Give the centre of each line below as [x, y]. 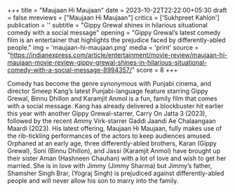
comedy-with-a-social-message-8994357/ [69, 70]
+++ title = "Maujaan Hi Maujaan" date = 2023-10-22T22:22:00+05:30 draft [117, 10]
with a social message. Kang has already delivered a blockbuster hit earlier [115, 106]
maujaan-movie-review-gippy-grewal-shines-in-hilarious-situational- [107, 62]
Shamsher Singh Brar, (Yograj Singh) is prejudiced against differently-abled [116, 173]
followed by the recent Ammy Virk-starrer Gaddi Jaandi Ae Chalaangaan [112, 121]
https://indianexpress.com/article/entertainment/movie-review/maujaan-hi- [119, 55]
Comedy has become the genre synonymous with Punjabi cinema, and [109, 83]
